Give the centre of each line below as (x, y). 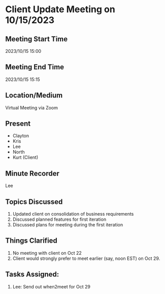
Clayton (21, 136)
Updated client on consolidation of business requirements (73, 214)
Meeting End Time (35, 67)
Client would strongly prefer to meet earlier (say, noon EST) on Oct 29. (86, 258)
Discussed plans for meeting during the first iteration (68, 225)
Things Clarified (31, 241)
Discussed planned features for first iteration (59, 219)
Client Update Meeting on (60, 9)
